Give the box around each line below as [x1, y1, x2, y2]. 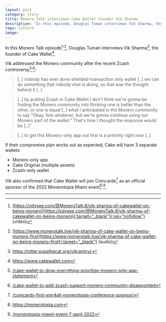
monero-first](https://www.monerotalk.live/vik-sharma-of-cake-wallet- [12, 234, 157, 240]
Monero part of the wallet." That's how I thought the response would [17, 117, 157, 123]
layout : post [5, 7, 32, 12]
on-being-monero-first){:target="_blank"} [12, 239, 97, 245]
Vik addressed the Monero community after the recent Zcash [5, 61, 129, 66]
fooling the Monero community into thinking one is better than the [17, 101, 151, 107]
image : [5, 30, 19, 35]
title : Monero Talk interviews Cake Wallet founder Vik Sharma [5, 16, 138, 21]
